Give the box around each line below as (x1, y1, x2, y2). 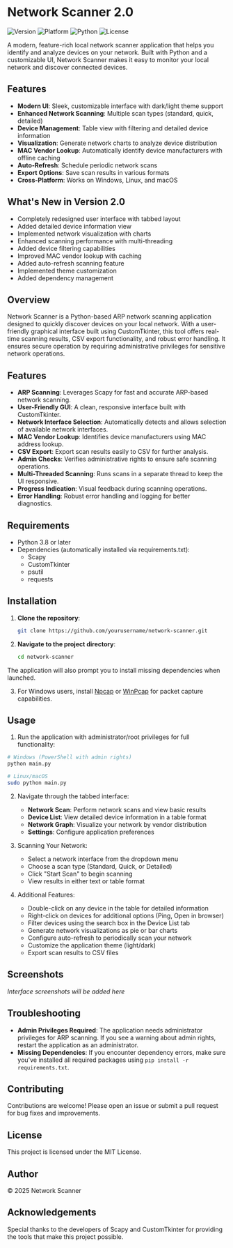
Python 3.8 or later (17, 538, 71, 546)
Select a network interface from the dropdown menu (27, 855, 179, 863)
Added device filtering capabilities (17, 244, 116, 252)
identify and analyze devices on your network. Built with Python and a (7, 48, 207, 56)
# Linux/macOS (7, 773, 49, 780)
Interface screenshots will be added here (7, 987, 125, 996)
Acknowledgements (7, 1207, 97, 1219)
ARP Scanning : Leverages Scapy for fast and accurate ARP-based (17, 388, 209, 397)
